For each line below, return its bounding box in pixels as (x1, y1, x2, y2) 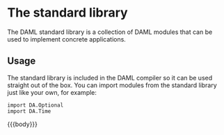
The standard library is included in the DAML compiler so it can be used (7, 73, 213, 82)
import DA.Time (7, 107, 51, 115)
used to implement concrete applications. (7, 35, 127, 43)
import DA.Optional (7, 102, 64, 109)
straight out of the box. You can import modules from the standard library (7, 81, 217, 89)
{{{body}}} (7, 120, 38, 128)
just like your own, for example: (7, 88, 97, 96)
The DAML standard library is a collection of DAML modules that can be (7, 28, 213, 36)
